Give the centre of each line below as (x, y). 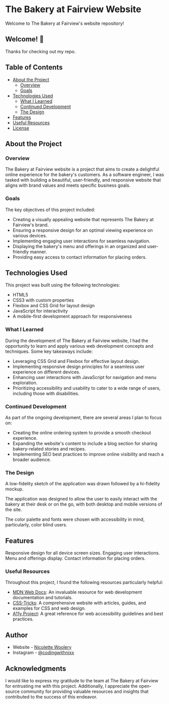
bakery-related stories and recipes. (49, 448)
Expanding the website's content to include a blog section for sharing (85, 443)
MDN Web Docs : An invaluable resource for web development (77, 592)
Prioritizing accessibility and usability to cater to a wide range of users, (87, 388)
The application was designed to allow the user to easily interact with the (81, 499)
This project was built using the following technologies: (63, 285)
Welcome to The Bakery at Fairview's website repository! (65, 23)
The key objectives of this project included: (50, 210)
